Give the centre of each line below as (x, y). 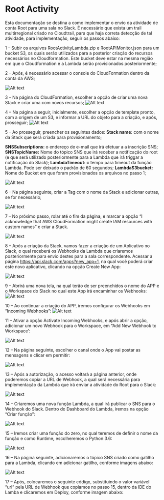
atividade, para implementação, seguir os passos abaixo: (62, 38)
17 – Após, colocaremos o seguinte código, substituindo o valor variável (77, 482)
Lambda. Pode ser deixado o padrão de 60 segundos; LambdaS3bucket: (79, 168)
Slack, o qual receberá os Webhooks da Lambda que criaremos (69, 251)
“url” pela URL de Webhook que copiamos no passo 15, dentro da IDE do (78, 487)
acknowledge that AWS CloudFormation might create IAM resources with (79, 221)
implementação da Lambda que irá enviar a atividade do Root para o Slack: (81, 384)
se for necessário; (23, 197)
